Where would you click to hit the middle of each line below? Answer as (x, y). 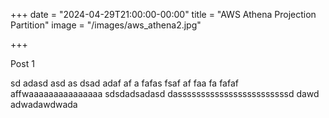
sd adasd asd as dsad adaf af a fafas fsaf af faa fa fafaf (124, 83)
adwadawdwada (44, 104)
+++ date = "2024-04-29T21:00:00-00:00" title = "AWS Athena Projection (163, 14)
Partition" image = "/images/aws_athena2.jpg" (106, 25)
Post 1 (22, 63)
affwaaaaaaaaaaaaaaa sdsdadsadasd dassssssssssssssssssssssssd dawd (165, 93)
